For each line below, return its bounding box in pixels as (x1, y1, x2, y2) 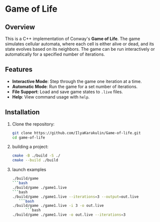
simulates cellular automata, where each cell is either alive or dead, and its (5, 41, 154, 47)
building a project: (12, 144, 49, 150)
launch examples (12, 167, 46, 173)
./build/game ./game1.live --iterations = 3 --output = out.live (12, 194, 139, 199)
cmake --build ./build (12, 158, 58, 163)
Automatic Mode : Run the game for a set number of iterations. (12, 83, 138, 89)
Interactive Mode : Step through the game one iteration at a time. (12, 78, 142, 84)
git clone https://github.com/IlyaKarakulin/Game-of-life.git (12, 130, 141, 135)
